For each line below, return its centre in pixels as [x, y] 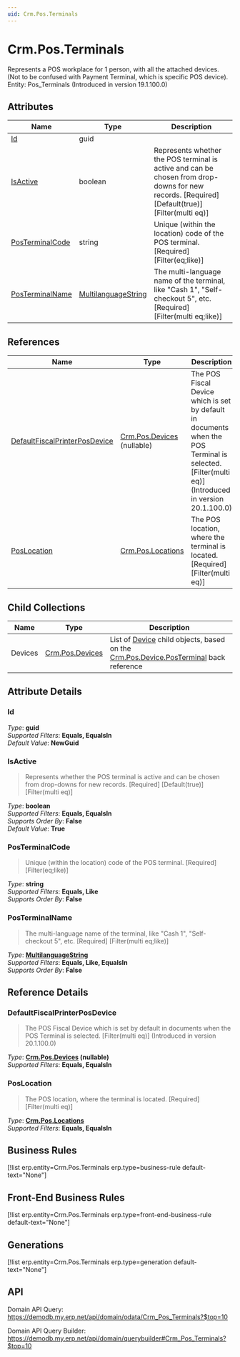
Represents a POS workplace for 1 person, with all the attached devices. [113, 69]
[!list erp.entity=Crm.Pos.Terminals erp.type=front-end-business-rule [110, 1215]
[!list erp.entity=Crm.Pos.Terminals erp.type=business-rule [94, 1168]
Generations [36, 1245]
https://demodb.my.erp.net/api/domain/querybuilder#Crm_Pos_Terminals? [117, 1338]
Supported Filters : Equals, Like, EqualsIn [68, 962]
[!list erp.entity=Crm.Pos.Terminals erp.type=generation [90, 1262]
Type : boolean [29, 806]
